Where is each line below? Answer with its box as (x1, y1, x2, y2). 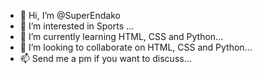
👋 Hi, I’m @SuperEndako (19, 10, 121, 21)
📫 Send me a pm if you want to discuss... (19, 53, 192, 64)
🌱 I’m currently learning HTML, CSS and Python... (19, 31, 224, 42)
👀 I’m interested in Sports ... (19, 20, 135, 32)
